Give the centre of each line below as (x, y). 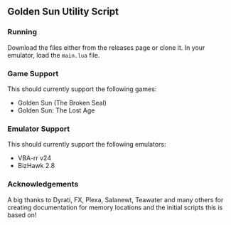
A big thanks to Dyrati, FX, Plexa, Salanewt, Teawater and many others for (116, 199)
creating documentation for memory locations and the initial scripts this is (115, 207)
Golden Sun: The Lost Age (56, 110)
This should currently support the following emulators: (87, 145)
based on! (22, 215)
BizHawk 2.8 (36, 166)
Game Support (33, 73)
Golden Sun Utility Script (63, 12)
